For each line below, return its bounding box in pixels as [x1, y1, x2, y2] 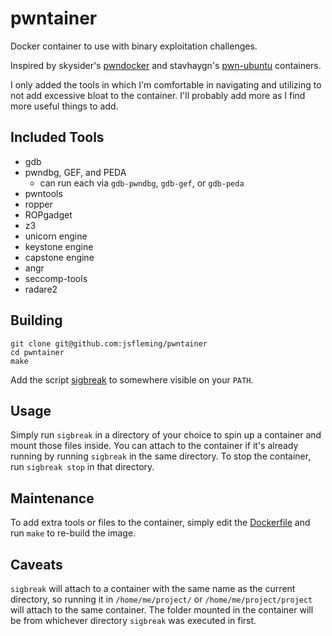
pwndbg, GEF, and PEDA [24, 166, 127, 178]
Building [10, 312, 63, 329]
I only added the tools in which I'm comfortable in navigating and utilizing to [10, 78, 322, 91]
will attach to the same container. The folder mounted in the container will [10, 604, 314, 616]
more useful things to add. [10, 100, 119, 112]
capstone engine [24, 251, 95, 263]
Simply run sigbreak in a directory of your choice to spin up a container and [10, 429, 322, 441]
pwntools [24, 187, 63, 199]
